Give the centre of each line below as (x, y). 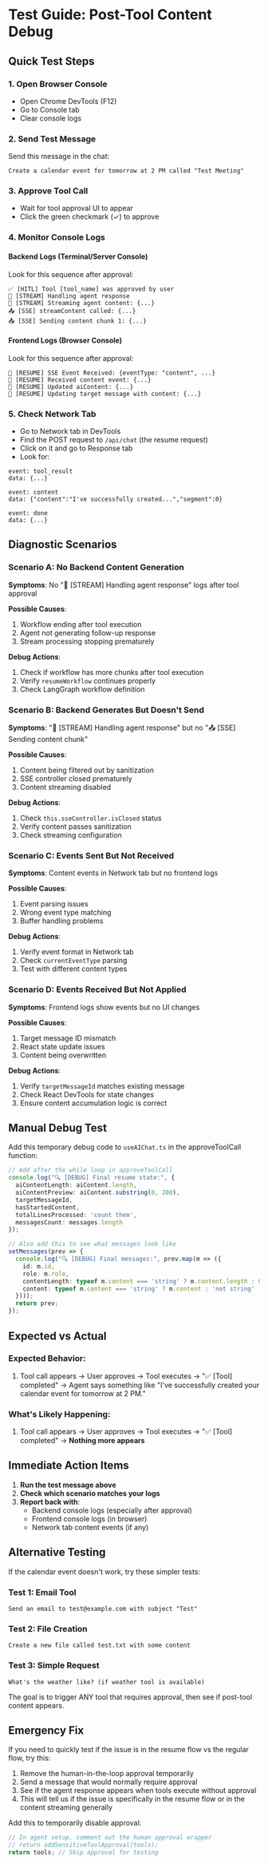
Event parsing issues (54, 904)
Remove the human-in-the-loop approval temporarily (106, 1774)
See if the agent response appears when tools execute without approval (138, 1791)
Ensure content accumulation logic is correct (93, 1103)
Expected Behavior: (47, 1358)
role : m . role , (46, 1274)
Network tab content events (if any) (90, 1527)
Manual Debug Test (58, 1128)
